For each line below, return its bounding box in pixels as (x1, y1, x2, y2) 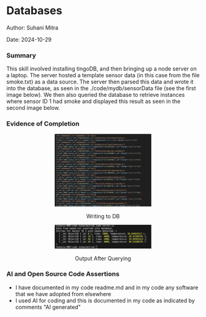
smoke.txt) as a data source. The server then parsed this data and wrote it (6, 78, 194, 86)
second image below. (6, 104, 60, 112)
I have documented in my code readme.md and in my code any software (15, 283, 199, 291)
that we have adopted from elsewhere (15, 290, 112, 297)
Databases (6, 4, 63, 18)
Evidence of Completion (6, 120, 80, 128)
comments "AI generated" (15, 303, 81, 310)
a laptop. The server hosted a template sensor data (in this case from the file (6, 72, 200, 79)
